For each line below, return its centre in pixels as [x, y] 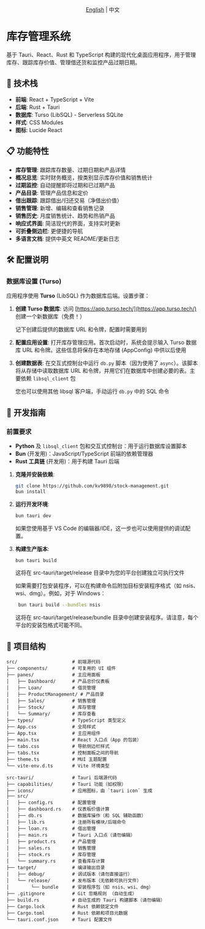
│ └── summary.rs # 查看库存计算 [56, 861]
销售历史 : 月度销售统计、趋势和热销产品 [65, 215]
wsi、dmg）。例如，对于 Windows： [60, 594]
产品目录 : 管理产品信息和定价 [52, 193]
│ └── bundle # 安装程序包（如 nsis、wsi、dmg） [80, 887]
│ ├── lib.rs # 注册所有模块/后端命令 [66, 823]
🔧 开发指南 [26, 412]
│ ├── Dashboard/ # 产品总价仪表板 [58, 682]
